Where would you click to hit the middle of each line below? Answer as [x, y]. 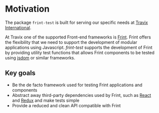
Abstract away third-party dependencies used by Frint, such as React [81, 95]
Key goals [20, 73]
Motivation [27, 9]
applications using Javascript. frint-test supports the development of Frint [79, 47]
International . [18, 27]
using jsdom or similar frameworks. [40, 57]
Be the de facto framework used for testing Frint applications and [77, 85]
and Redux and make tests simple [46, 100]
